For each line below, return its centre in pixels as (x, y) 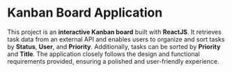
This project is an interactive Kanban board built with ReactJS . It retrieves (114, 32)
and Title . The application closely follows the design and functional (103, 54)
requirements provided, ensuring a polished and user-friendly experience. (113, 61)
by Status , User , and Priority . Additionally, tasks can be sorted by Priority (114, 46)
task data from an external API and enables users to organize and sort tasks (116, 39)
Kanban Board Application (85, 13)
